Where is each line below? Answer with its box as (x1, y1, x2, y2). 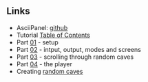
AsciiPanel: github (16, 23, 68, 31)
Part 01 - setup (16, 38, 59, 46)
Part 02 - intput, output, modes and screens (16, 45, 142, 53)
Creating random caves (16, 67, 83, 75)
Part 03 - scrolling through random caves (16, 53, 134, 61)
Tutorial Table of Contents (16, 31, 90, 39)
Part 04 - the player (16, 59, 73, 68)
